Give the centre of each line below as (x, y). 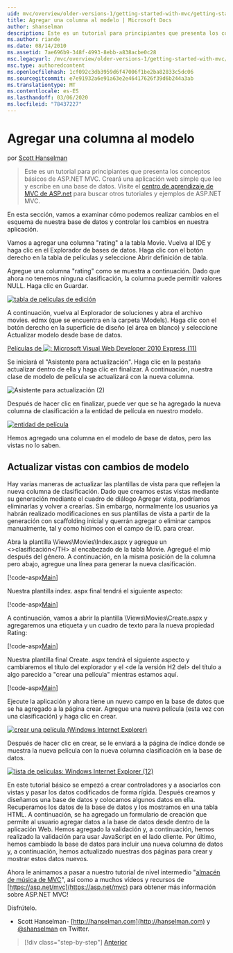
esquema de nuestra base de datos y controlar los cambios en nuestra (108, 222)
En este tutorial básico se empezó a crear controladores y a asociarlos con (114, 785)
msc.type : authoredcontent (46, 65)
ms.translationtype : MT (42, 85)
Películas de (25, 348)
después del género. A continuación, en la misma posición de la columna (112, 556)
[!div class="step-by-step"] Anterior (76, 942)
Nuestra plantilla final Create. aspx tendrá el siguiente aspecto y (98, 659)
